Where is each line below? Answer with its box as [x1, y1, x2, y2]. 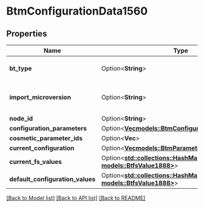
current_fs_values [9, 158, 63, 166]
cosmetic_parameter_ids [9, 134, 83, 142]
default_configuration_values [9, 175, 96, 183]
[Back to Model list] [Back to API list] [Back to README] [6, 194, 146, 202]
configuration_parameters [9, 124, 87, 132]
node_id [9, 114, 33, 123]
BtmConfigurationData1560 [6, 4, 148, 18]
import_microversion [9, 93, 72, 101]
